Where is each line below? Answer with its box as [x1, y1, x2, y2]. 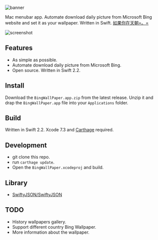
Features [5, 44, 33, 52]
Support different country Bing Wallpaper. [12, 224, 96, 230]
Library [5, 179, 28, 187]
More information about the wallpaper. [12, 229, 90, 235]
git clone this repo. [12, 154, 50, 160]
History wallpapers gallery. [12, 218, 67, 225]
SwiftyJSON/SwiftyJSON [12, 192, 63, 198]
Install [5, 81, 24, 90]
